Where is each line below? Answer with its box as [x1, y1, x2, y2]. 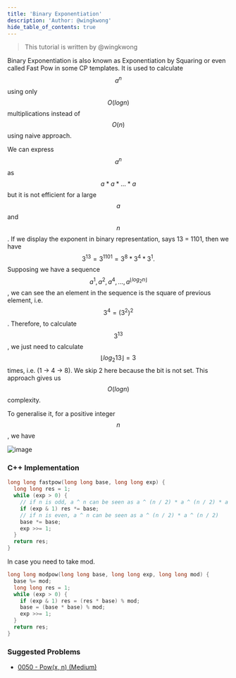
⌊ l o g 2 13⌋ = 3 [100, 354, 137, 364]
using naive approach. [7, 131, 72, 140]
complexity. [7, 396, 41, 405]
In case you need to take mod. [7, 557, 95, 566]
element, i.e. [7, 296, 44, 304]
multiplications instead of [7, 109, 81, 118]
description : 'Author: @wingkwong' [7, 17, 112, 24]
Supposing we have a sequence [7, 266, 101, 274]
